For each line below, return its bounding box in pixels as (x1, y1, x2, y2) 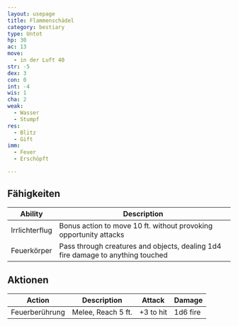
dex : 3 (7, 69, 27, 77)
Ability (20, 208, 43, 218)
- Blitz (13, 129, 37, 136)
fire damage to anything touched (59, 249, 168, 259)
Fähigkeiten (7, 188, 61, 200)
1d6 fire (174, 307, 201, 317)
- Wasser (13, 109, 40, 116)
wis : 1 (7, 89, 27, 96)
